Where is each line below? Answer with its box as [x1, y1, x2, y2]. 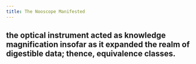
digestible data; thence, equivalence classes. [6, 49, 176, 59]
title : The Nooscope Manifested [6, 8, 85, 15]
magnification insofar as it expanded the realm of [6, 39, 190, 50]
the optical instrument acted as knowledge [6, 31, 166, 41]
